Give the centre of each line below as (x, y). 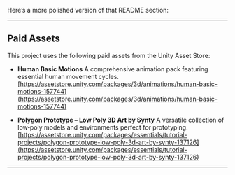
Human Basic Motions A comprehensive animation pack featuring (113, 69)
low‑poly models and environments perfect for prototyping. (102, 127)
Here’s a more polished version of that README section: (88, 10)
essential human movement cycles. (68, 76)
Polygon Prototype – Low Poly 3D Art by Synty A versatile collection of (121, 120)
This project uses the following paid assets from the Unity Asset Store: (109, 55)
